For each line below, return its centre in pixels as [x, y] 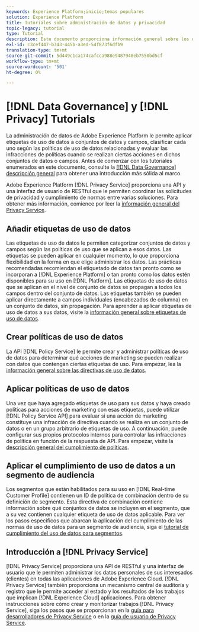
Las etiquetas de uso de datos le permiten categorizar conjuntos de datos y [98, 243]
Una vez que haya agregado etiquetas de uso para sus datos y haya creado [98, 403]
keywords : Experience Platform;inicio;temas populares [75, 12]
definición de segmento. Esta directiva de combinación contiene [84, 502]
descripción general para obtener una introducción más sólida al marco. [94, 174]
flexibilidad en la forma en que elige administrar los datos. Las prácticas [94, 262]
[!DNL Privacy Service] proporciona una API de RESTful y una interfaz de [95, 566]
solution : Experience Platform [45, 17]
